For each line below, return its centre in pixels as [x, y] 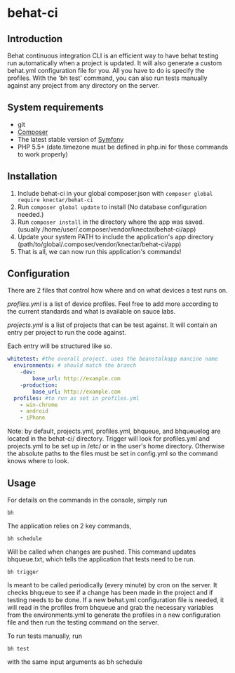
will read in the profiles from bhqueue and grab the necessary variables [110, 607]
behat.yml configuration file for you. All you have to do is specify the [106, 71]
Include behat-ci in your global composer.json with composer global [115, 193]
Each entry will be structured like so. [60, 346]
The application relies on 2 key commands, [69, 526]
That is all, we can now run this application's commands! [99, 251]
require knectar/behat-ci [55, 200]
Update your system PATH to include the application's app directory [115, 236]
